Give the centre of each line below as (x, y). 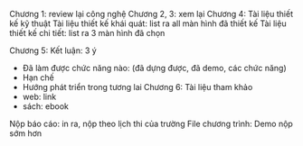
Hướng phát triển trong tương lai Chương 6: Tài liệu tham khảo (137, 87)
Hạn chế (38, 78)
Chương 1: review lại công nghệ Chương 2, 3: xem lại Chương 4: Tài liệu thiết (151, 14)
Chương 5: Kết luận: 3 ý (53, 50)
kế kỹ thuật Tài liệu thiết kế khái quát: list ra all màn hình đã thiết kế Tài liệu (148, 23)
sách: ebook (46, 106)
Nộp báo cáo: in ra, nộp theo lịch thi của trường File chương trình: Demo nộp (151, 123)
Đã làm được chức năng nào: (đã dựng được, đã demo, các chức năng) (154, 68)
